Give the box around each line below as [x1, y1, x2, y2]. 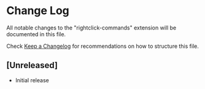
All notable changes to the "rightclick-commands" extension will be [6, 24, 177, 31]
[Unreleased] [6, 60, 58, 71]
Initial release [15, 76, 49, 83]
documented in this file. [6, 30, 66, 37]
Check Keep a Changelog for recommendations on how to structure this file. [6, 42, 199, 50]
